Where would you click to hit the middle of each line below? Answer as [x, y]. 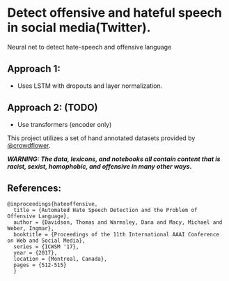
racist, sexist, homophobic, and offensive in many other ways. [100, 166]
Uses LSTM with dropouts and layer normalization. [90, 86]
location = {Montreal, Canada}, [61, 259]
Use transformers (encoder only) [64, 124]
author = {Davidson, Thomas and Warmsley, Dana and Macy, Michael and [118, 222]
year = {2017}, [35, 253]
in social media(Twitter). [79, 28]
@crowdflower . [29, 145]
